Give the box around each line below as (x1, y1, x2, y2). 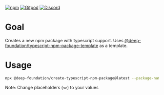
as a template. (99, 43, 128, 48)
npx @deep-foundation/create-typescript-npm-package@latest (5, 76, 130, 80)
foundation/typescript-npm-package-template (5, 43, 99, 48)
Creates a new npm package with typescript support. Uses (5, 37, 123, 43)
